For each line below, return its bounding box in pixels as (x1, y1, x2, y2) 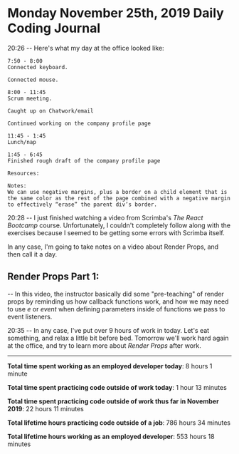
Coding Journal (7, 20, 101, 36)
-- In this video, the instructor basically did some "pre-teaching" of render (7, 289, 224, 298)
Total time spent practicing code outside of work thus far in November (7, 397, 219, 406)
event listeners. (7, 312, 53, 321)
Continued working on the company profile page (7, 120, 152, 127)
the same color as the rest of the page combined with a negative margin (7, 195, 231, 202)
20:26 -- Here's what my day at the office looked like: (7, 43, 165, 52)
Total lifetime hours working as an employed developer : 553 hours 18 (7, 432, 215, 440)
